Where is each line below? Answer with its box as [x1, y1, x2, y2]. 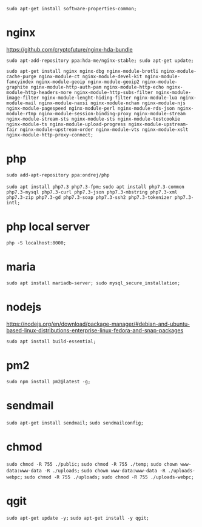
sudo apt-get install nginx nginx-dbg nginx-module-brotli [6, 68, 159, 74]
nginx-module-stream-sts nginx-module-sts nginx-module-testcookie [6, 116, 181, 122]
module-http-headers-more [6, 89, 72, 95]
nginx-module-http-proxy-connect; [6, 132, 94, 138]
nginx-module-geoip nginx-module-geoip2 [36, 79, 140, 85]
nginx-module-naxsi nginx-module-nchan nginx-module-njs [38, 100, 186, 106]
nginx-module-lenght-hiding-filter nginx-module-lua [41, 95, 178, 101]
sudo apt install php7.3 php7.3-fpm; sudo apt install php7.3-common [6, 184, 185, 190]
